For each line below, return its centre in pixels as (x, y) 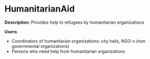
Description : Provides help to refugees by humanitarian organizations (74, 22)
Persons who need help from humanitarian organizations (68, 51)
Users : (11, 31)
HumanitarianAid (40, 9)
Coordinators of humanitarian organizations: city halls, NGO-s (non (78, 41)
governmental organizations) (40, 46)
